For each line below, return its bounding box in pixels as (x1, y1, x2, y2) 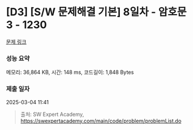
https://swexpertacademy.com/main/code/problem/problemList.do (20, 117, 182, 124)
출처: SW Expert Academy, (20, 111, 84, 118)
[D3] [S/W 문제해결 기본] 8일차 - (6, 5, 156, 19)
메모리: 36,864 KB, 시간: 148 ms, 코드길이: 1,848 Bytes (6, 69, 135, 76)
